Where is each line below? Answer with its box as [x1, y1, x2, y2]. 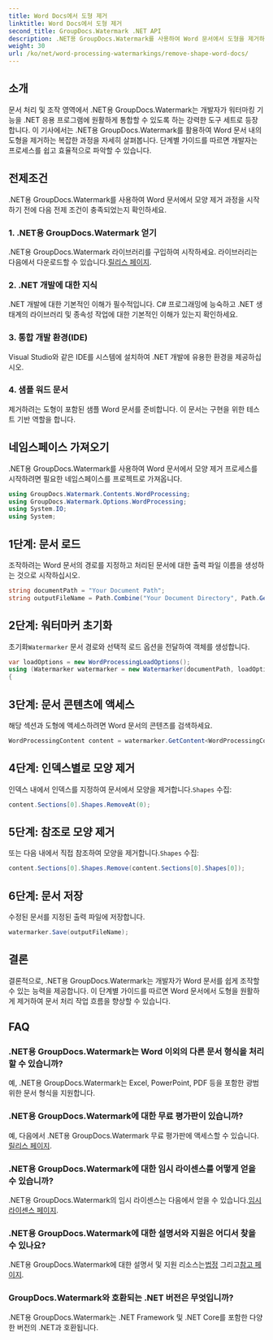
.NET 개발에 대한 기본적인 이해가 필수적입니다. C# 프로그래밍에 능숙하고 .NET [8, 300, 254, 309]
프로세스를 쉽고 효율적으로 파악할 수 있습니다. [8, 145, 152, 155]
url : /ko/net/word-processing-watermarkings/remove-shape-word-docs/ [8, 50, 249, 58]
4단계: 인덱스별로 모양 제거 [8, 761, 136, 776]
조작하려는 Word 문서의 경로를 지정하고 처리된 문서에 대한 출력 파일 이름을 [8, 560, 243, 569]
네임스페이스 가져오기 [8, 440, 110, 455]
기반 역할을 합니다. [16, 414, 76, 424]
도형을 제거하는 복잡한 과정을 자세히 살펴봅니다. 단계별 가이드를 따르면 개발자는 [8, 135, 258, 145]
